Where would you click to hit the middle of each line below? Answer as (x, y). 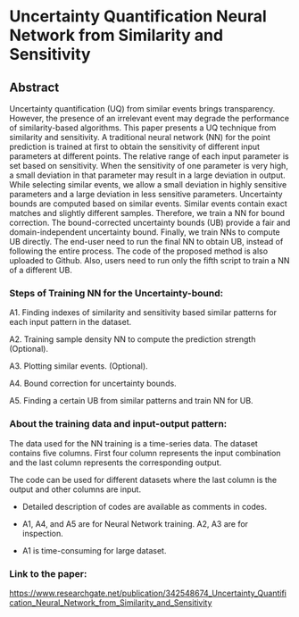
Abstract (34, 87)
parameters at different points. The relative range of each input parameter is (149, 156)
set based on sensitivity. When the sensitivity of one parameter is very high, (149, 166)
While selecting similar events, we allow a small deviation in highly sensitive (148, 184)
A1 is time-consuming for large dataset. (94, 550)
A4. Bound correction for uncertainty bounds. (93, 384)
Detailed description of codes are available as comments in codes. (145, 506)
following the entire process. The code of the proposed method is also (139, 251)
